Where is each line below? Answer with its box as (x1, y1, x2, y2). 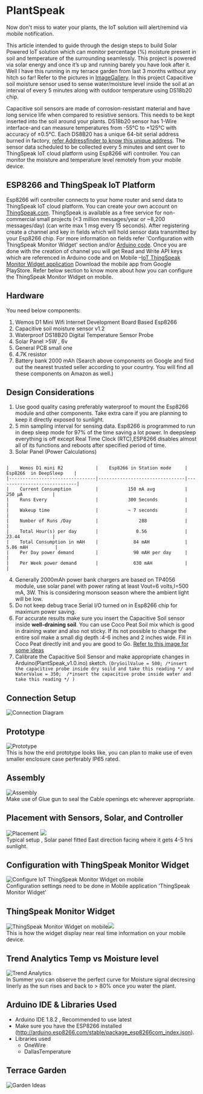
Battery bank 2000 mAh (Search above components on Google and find (14, 357, 195, 364)
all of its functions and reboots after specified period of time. (14, 442, 167, 449)
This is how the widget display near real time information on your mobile (6, 930, 186, 937)
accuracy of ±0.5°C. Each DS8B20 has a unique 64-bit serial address (6, 130, 179, 138)
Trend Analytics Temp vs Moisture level (6, 953, 159, 964)
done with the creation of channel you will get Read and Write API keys (6, 247, 183, 254)
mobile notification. (6, 30, 54, 37)
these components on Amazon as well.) (14, 370, 114, 377)
